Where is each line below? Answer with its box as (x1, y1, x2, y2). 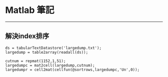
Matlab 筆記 (5, 4, 54, 16)
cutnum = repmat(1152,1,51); (5, 58, 66, 64)
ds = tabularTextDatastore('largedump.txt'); (5, 45, 101, 50)
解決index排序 (5, 32, 49, 40)
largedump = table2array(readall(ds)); (5, 50, 88, 55)
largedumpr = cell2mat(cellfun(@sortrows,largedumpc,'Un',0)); (5, 67, 140, 72)
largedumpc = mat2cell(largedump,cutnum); (5, 63, 95, 68)
